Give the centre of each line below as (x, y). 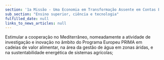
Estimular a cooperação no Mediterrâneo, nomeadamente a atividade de (78, 37)
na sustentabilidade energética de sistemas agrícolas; (59, 53)
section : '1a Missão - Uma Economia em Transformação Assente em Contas (81, 10)
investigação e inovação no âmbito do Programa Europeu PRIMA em (74, 42)
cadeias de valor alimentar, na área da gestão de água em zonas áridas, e (79, 47)
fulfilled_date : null (27, 19)
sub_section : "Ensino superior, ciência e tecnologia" (62, 14)
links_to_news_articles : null (36, 23)
